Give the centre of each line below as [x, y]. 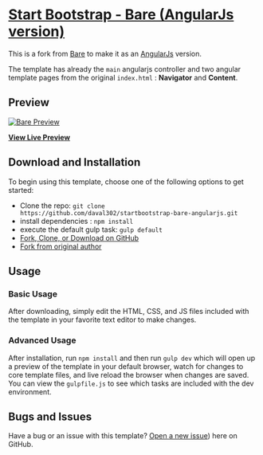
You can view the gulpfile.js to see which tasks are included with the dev [131, 383]
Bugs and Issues [50, 416]
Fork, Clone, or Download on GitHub [79, 237]
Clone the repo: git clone [62, 206]
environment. [30, 391]
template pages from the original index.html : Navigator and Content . [123, 77]
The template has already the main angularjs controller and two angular [125, 69]
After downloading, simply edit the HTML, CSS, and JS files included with [129, 312]
